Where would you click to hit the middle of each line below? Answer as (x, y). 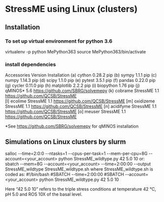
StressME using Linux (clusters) (71, 9)
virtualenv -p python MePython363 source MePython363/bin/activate (75, 51)
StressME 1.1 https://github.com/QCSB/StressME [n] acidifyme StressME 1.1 (81, 106)
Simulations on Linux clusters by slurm (66, 141)
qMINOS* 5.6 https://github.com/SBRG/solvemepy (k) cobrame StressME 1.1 (82, 91)
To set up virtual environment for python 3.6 (59, 41)
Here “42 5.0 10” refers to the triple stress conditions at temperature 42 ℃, (81, 189)
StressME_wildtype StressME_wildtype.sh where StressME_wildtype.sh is (79, 169)
